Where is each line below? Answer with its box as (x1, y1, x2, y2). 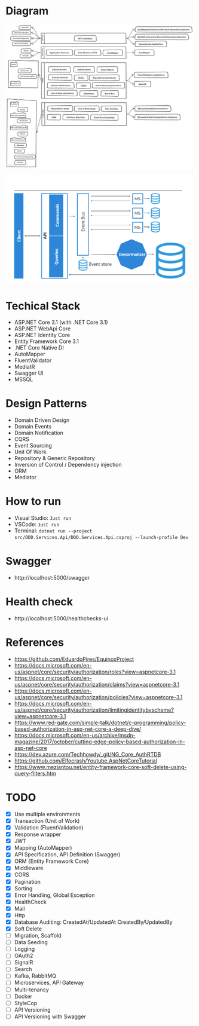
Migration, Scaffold (14, 932, 62, 939)
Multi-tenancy (14, 986, 49, 993)
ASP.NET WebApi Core (14, 325, 71, 332)
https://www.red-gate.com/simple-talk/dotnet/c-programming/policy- (14, 719, 186, 726)
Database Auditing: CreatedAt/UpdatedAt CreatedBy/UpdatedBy (14, 918, 173, 926)
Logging (14, 945, 35, 953)
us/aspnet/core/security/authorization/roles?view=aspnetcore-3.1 (14, 668, 176, 675)
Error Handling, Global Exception (14, 892, 95, 899)
